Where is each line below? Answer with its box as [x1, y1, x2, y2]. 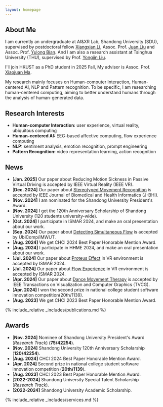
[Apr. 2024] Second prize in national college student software [12, 360, 139, 367]
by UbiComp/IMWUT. [12, 234, 56, 240]
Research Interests [5, 109, 65, 117]
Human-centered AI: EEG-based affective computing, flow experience [12, 133, 157, 139]
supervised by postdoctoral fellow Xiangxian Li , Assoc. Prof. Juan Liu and [5, 44, 155, 50]
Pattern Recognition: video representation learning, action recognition [12, 149, 156, 155]
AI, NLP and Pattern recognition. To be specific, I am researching [24, 84, 157, 90]
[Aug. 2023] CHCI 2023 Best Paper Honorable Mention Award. [12, 371, 141, 377]
